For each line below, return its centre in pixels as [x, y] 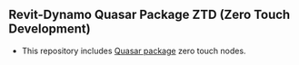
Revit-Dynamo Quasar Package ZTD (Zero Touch [149, 15]
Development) [50, 29]
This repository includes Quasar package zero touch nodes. [134, 51]
